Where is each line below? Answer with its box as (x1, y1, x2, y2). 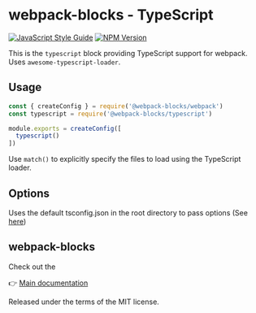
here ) (8, 216, 27, 226)
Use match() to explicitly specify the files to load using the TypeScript (8, 154, 241, 164)
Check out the (8, 262, 56, 272)
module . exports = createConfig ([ (8, 124, 122, 133)
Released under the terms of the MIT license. (8, 297, 160, 306)
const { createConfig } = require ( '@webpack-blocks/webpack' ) (8, 102, 223, 111)
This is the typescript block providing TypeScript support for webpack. (8, 48, 248, 58)
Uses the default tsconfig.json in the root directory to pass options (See (8, 207, 248, 217)
